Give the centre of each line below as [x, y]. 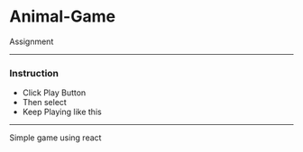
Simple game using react [55, 138]
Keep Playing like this [62, 112]
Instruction [34, 73]
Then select [45, 103]
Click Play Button [54, 93]
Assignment [32, 41]
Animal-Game [62, 17]
